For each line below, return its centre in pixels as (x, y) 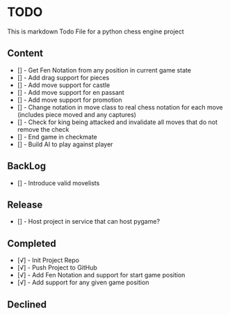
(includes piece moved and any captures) (77, 114)
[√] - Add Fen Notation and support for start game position (101, 275)
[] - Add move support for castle (64, 85)
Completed (32, 244)
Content (25, 53)
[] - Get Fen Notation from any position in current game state (104, 70)
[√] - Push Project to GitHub (57, 268)
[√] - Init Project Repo (48, 260)
